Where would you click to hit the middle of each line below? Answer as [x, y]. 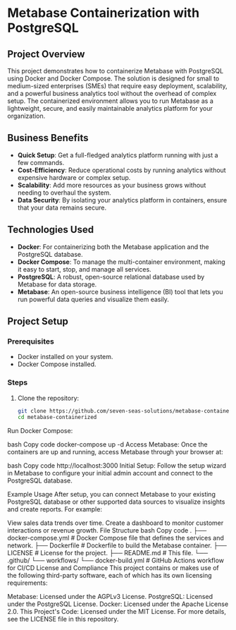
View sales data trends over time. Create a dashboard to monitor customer [116, 523]
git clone [32, 411]
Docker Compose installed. [57, 364]
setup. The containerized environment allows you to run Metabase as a [110, 101]
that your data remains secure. [62, 207]
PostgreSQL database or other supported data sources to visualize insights [116, 502]
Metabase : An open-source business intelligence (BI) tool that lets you [120, 291]
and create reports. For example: [55, 509]
